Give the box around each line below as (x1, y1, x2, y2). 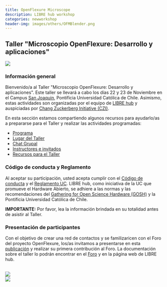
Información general (5, 73, 56, 80)
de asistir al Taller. (5, 211, 42, 217)
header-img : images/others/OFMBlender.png (5, 21, 95, 26)
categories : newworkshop (5, 16, 57, 21)
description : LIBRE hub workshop (5, 12, 75, 17)
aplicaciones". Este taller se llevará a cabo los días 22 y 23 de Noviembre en (5, 89, 162, 95)
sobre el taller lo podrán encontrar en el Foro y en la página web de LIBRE (5, 251, 157, 257)
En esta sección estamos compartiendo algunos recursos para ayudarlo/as (5, 115, 160, 121)
